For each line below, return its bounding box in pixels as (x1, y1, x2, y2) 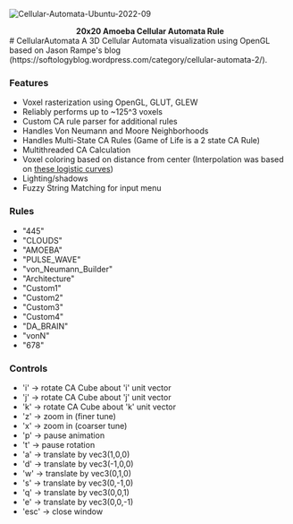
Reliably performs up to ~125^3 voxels (21, 107, 163, 117)
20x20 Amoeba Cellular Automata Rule (75, 26, 225, 36)
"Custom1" (21, 282, 62, 293)
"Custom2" (21, 292, 64, 303)
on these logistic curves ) (21, 164, 113, 175)
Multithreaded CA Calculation (21, 144, 131, 156)
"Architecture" (21, 273, 75, 284)
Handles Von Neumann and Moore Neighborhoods (21, 125, 209, 136)
